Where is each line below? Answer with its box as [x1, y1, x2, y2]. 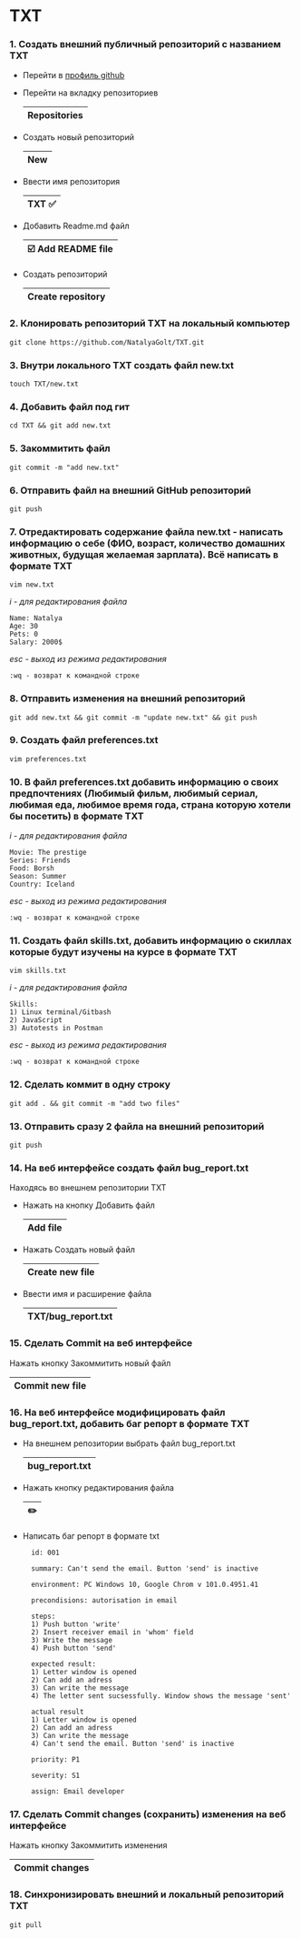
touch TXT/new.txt [9, 379, 79, 389]
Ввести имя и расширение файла [22, 1289, 152, 1300]
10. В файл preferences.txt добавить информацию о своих [9, 775, 279, 788]
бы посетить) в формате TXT [9, 809, 144, 822]
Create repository [26, 290, 106, 303]
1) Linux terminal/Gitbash [9, 1008, 112, 1017]
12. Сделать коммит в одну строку [9, 1079, 170, 1091]
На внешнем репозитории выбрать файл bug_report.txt [22, 1438, 236, 1449]
